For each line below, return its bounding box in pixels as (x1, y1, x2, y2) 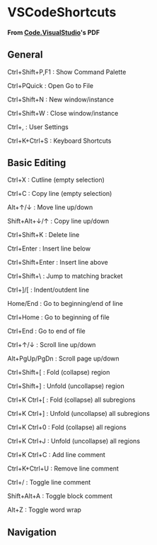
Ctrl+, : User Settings (7, 122, 69, 131)
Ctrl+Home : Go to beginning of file (7, 313, 110, 321)
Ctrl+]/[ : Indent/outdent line (7, 285, 90, 294)
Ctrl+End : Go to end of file (7, 327, 86, 336)
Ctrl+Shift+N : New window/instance (7, 95, 115, 104)
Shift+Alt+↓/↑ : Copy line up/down (7, 217, 110, 226)
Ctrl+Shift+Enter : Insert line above (7, 258, 108, 267)
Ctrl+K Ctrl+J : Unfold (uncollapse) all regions (7, 437, 140, 446)
